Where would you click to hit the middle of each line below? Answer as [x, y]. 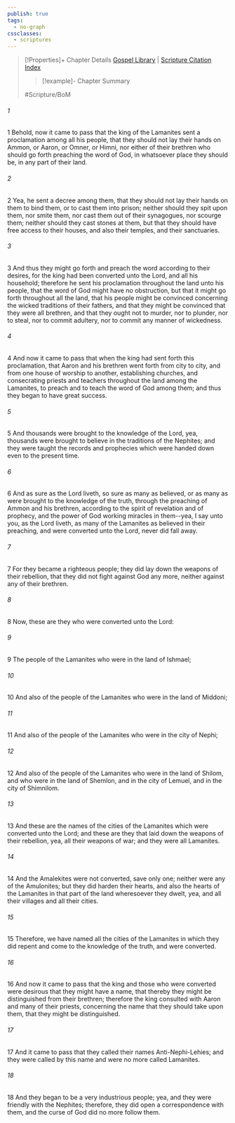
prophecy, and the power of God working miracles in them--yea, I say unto [115, 516]
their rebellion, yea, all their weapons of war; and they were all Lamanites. [114, 840]
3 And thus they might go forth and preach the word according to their [109, 268]
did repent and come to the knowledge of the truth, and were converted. [112, 947]
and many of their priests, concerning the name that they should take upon [115, 1006]
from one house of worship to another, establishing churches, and [103, 372]
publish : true [28, 14]
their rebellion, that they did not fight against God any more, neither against [116, 576]
